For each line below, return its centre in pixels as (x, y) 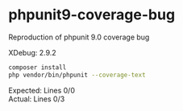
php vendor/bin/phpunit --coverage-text (77, 75)
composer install (37, 67)
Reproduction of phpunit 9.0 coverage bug (79, 37)
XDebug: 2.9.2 (32, 52)
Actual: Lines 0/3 (37, 99)
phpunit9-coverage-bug (92, 15)
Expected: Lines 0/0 (42, 90)
